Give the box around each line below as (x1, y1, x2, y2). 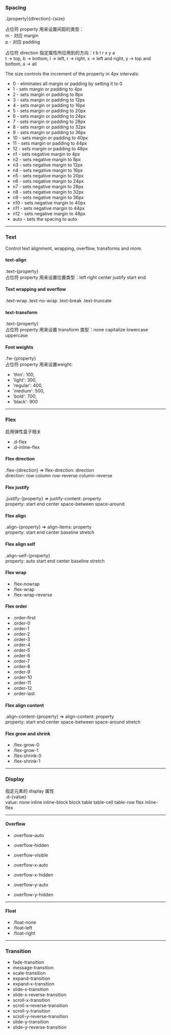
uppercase (5, 332, 28, 339)
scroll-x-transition (12, 997, 50, 1003)
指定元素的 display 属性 (5, 788, 54, 794)
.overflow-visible (12, 852, 48, 858)
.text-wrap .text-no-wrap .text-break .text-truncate (5, 298, 112, 303)
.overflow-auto (12, 832, 44, 838)
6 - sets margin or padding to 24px (12, 113, 87, 119)
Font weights (5, 344, 34, 350)
